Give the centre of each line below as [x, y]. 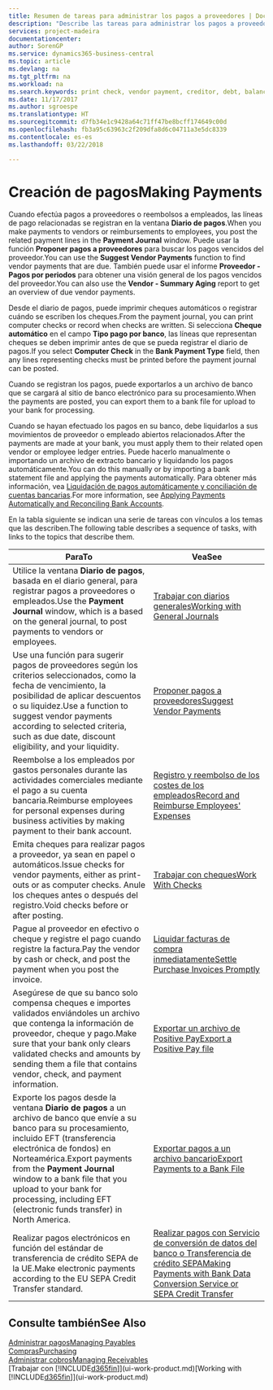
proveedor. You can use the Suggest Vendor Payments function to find [127, 258]
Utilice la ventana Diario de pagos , [79, 570]
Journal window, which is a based [78, 611]
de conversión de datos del [205, 1244]
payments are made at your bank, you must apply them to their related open [136, 444]
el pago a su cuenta [50, 790]
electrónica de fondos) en [62, 1148]
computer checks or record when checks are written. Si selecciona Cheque [135, 326]
